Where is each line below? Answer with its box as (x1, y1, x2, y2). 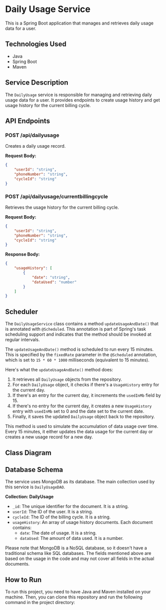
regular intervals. (5, 337, 40, 343)
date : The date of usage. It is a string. (19, 530, 97, 536)
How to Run (5, 575, 42, 584)
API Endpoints (5, 117, 50, 125)
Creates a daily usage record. (5, 143, 66, 149)
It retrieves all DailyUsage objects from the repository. (12, 376, 122, 382)
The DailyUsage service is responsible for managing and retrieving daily (5, 92, 152, 98)
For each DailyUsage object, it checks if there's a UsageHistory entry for (12, 382, 160, 388)
